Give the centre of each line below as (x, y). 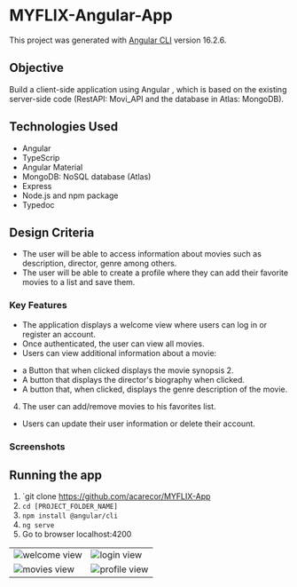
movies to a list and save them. (78, 282)
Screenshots (37, 447)
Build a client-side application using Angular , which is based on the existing (148, 89)
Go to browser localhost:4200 (77, 535)
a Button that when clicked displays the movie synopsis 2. (128, 370)
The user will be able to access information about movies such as (141, 254)
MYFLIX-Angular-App (91, 16)
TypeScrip (41, 157)
